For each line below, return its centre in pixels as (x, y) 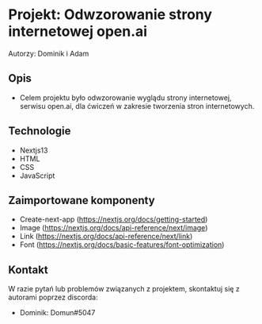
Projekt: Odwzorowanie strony (110, 15)
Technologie (40, 131)
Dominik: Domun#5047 (57, 313)
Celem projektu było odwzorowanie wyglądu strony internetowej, (125, 98)
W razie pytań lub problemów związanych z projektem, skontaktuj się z (124, 289)
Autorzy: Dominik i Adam (49, 53)
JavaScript (37, 175)
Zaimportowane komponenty (82, 200)
